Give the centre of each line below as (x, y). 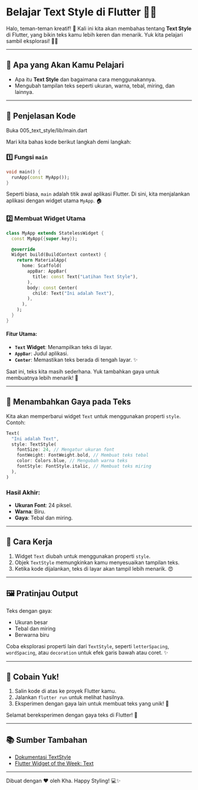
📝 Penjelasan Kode (41, 116)
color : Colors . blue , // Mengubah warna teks (72, 461)
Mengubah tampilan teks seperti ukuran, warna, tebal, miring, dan (95, 86)
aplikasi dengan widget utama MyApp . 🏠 (54, 201)
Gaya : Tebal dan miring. (44, 518)
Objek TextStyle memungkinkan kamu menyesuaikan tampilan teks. (97, 562)
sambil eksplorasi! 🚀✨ (32, 41)
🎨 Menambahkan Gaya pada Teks (69, 402)
